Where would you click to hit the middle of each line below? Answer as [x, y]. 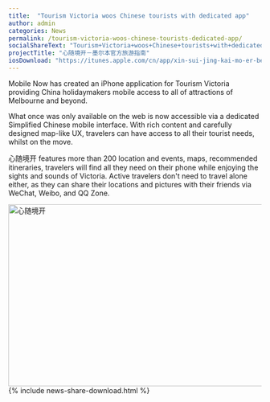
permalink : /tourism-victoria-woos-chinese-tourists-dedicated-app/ [125, 38]
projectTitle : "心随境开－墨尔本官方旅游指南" [79, 53]
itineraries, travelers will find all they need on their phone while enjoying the [133, 167]
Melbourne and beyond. [48, 100]
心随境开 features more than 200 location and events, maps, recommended [133, 158]
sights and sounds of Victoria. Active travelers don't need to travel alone [128, 176]
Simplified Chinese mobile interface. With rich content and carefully [120, 125]
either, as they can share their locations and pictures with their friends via [130, 184]
